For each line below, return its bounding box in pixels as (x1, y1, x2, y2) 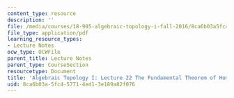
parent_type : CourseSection (7, 61, 89, 68)
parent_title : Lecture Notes (7, 55, 92, 62)
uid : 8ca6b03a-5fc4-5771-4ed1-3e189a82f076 (7, 81, 136, 88)
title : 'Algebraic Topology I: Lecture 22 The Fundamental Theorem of (7, 74, 217, 81)
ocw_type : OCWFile (7, 49, 61, 56)
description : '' (7, 17, 54, 23)
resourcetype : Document (7, 68, 77, 75)
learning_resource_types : (7, 36, 82, 43)
